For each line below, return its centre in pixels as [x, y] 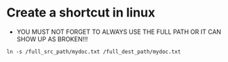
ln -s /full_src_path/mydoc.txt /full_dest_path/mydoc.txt [94, 52]
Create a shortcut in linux [81, 13]
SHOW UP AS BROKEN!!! [52, 39]
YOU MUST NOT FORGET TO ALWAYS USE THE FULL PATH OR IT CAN [119, 32]
